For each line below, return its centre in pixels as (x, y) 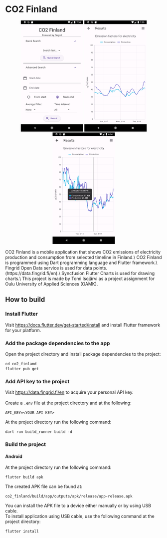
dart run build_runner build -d (39, 432)
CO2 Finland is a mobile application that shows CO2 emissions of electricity (83, 252)
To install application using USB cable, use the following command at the (80, 516)
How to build (25, 300)
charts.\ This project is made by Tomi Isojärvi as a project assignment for (80, 279)
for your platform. (23, 330)
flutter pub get (22, 369)
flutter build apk (24, 477)
